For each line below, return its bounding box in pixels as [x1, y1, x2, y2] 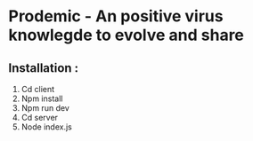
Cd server [20, 113, 59, 122]
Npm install [20, 93, 63, 104]
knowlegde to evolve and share [8, 25, 244, 45]
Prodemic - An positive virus [8, 6, 224, 27]
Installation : [8, 60, 79, 75]
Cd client [20, 84, 55, 94]
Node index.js [20, 121, 72, 132]
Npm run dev [20, 103, 70, 113]
